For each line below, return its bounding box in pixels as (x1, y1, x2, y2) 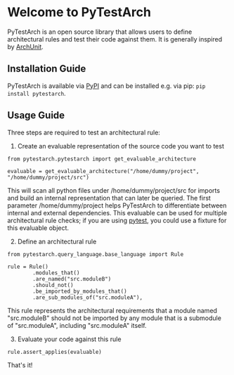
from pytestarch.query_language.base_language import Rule (7, 250, 184, 258)
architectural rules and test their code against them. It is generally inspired (7, 34, 223, 43)
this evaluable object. (7, 223, 69, 232)
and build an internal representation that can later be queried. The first (7, 193, 211, 202)
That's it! (7, 360, 33, 369)
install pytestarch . (7, 89, 66, 97)
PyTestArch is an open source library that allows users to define (7, 27, 193, 36)
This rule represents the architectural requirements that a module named (7, 306, 218, 314)
